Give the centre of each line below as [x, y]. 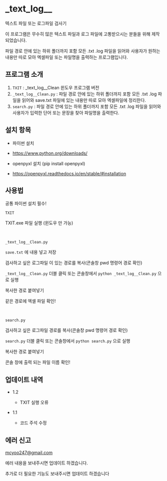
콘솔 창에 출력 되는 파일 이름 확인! [38, 363]
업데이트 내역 [24, 380]
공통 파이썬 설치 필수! [26, 203]
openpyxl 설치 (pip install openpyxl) [49, 163]
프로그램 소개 [24, 75]
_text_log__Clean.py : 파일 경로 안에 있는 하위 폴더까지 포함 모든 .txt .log [84, 94]
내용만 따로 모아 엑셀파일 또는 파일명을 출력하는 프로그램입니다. [67, 57]
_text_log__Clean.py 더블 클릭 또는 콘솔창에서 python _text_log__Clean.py [81, 274]
